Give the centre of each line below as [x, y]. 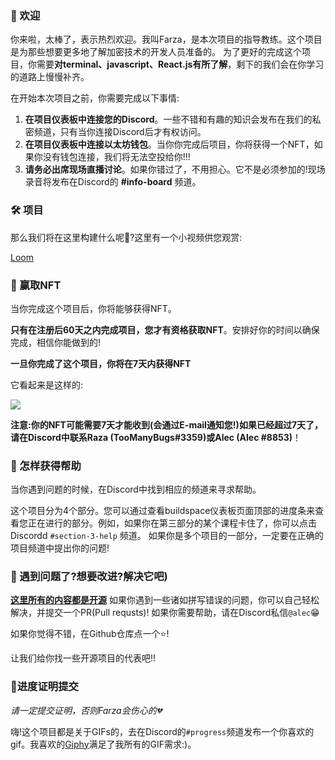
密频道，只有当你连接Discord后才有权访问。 [115, 132]
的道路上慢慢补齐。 [50, 77]
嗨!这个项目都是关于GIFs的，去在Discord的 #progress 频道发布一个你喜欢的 [162, 731]
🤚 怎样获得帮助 [46, 465]
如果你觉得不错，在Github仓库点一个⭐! [90, 634]
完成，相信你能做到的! [56, 342]
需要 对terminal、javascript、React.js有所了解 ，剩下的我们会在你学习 [180, 64]
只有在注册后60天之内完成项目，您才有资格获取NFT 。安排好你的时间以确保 [165, 329]
